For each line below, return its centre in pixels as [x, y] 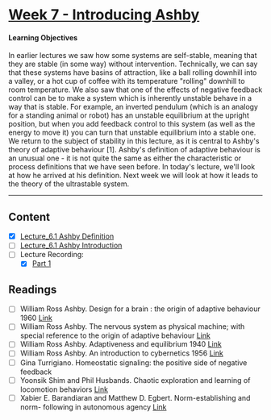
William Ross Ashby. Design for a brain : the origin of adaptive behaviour [140, 309]
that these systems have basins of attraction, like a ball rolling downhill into [133, 73]
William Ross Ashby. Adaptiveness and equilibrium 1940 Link [121, 344]
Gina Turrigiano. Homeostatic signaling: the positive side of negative [133, 362]
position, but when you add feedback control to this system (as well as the [132, 124]
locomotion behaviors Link [64, 389]
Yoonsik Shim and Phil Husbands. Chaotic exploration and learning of [135, 380]
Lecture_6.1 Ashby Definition [67, 236]
